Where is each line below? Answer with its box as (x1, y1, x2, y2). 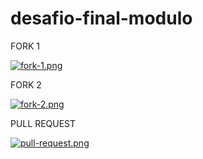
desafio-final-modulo (10, 7, 193, 30)
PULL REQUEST (10, 117, 77, 129)
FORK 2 (10, 78, 42, 91)
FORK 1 (10, 40, 41, 52)
